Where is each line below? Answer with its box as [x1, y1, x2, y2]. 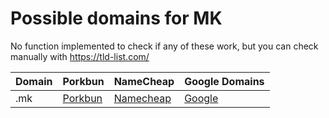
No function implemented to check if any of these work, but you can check [10, 40, 319, 52]
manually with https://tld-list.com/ [10, 50, 150, 62]
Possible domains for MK [10, 7, 223, 30]
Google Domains [184, 74, 265, 88]
